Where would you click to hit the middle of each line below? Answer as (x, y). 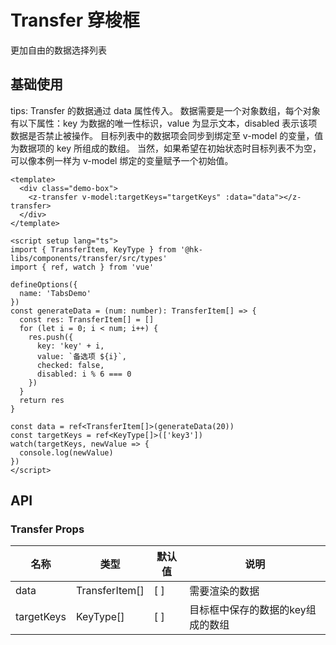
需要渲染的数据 (224, 591)
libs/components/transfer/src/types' (89, 258)
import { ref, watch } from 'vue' (82, 267)
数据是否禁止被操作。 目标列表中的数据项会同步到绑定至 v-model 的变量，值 (167, 135)
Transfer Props (47, 529)
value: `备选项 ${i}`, (82, 356)
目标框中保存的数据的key (248, 610)
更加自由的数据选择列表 (58, 50)
